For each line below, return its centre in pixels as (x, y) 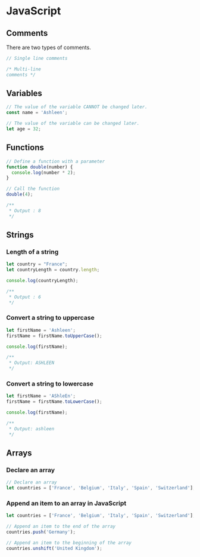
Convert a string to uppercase (50, 318)
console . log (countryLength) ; (42, 281)
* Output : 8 (25, 210)
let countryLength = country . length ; (53, 270)
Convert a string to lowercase (50, 384)
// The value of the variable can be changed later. (73, 124)
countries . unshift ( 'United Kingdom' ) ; (54, 548)
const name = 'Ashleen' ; (37, 113)
